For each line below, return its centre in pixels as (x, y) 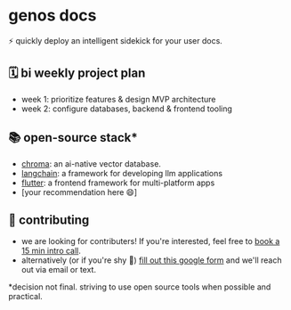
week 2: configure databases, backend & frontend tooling (127, 109)
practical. (26, 297)
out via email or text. (59, 270)
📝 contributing (49, 220)
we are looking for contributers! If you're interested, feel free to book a (150, 241)
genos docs (53, 16)
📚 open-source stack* (73, 138)
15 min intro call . (51, 251)
